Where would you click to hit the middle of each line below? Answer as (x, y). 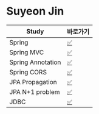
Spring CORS (28, 72)
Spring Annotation (35, 62)
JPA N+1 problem (35, 91)
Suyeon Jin (35, 11)
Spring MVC (27, 52)
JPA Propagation (33, 82)
